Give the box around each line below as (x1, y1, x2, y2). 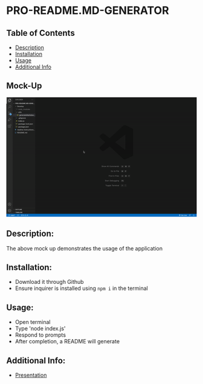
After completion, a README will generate (14, 338, 120, 345)
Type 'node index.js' (14, 325, 66, 332)
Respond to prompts (14, 331, 66, 339)
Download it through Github (14, 278, 84, 286)
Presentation (14, 371, 47, 379)
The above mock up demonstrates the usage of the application (6, 244, 163, 252)
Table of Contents (6, 28, 76, 38)
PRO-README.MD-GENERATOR (6, 4, 169, 18)
